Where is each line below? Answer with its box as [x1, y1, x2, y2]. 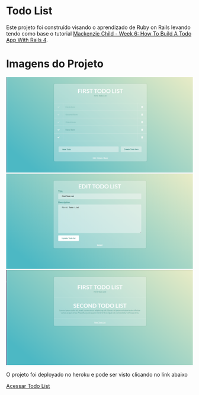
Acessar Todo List [6, 383, 50, 390]
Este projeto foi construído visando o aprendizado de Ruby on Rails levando [6, 24, 191, 31]
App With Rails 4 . [6, 36, 49, 43]
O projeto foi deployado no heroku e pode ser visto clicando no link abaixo [6, 371, 188, 378]
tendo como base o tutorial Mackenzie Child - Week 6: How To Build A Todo [6, 30, 192, 37]
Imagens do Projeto [6, 57, 104, 70]
